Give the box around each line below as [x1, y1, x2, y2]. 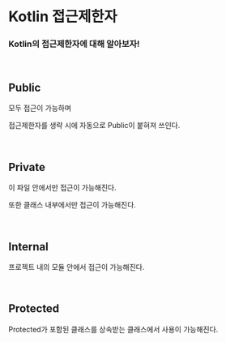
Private [8, 160, 46, 174]
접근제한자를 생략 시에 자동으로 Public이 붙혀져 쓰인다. [8, 121, 181, 130]
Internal [8, 240, 49, 254]
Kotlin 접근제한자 [8, 7, 117, 26]
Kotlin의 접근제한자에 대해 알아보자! [8, 38, 140, 49]
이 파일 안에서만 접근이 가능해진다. [8, 183, 117, 193]
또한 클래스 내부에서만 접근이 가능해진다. [8, 200, 136, 210]
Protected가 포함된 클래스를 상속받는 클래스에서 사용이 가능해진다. [8, 324, 219, 334]
